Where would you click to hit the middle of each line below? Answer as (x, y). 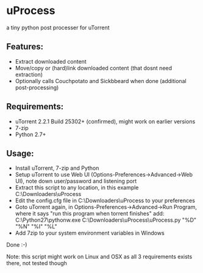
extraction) (29, 75)
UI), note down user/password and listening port (76, 181)
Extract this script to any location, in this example (77, 187)
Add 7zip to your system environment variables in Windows (90, 233)
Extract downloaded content (51, 61)
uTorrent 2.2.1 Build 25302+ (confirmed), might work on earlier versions (105, 121)
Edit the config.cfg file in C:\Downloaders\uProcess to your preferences (105, 201)
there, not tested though (37, 263)
